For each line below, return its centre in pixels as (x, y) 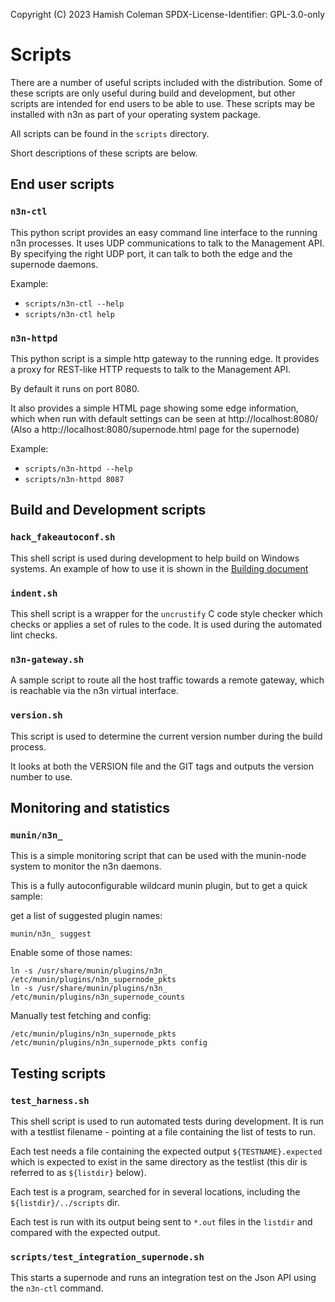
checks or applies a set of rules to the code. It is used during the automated (166, 624)
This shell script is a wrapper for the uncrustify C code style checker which (166, 613)
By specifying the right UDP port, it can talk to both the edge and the (151, 253)
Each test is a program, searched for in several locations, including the (155, 1191)
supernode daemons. (54, 264)
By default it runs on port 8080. (75, 388)
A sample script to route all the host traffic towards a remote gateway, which (167, 680)
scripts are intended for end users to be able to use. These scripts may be (162, 103)
